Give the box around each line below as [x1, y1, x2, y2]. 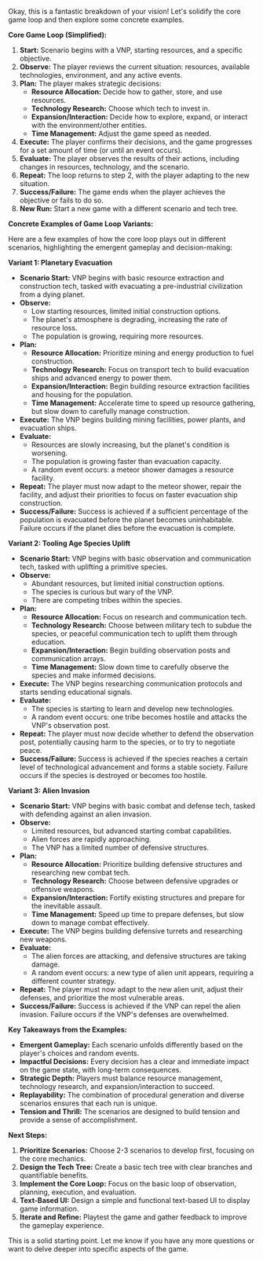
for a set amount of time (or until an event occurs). [19, 145, 183, 155]
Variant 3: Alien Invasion [8, 786, 90, 795]
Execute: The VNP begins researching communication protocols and [19, 679, 243, 688]
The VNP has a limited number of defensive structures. [31, 843, 210, 852]
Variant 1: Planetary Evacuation [8, 258, 112, 267]
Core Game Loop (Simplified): [8, 31, 108, 39]
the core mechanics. [19, 1154, 86, 1163]
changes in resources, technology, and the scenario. [19, 163, 190, 171]
